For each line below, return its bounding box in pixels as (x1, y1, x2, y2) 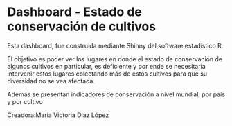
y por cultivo (7, 97, 43, 105)
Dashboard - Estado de (7, 4, 142, 20)
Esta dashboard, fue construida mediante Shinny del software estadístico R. (7, 41, 224, 50)
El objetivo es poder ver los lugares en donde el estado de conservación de (7, 54, 223, 63)
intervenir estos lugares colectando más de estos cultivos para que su (7, 70, 208, 78)
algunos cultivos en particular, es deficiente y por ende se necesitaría (7, 62, 206, 70)
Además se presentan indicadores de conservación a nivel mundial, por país (7, 90, 225, 98)
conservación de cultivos (7, 19, 157, 34)
